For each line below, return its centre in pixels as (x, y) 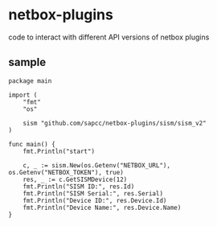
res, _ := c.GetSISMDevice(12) (75, 179)
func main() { (32, 144)
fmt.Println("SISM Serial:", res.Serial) (93, 193)
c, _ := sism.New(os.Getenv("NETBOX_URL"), (97, 165)
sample (27, 62)
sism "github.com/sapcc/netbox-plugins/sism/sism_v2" (115, 123)
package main (30, 81)
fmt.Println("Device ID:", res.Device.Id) (95, 200)
